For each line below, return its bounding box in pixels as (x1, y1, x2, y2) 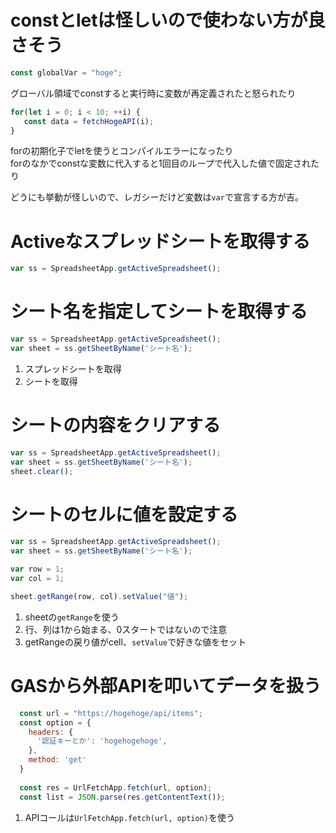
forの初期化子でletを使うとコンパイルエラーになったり (10, 145, 234, 157)
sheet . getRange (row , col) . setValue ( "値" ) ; (10, 591, 189, 601)
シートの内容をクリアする (10, 414, 222, 437)
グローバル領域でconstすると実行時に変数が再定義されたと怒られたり (10, 87, 297, 99)
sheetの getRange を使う (24, 611, 120, 623)
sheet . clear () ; (10, 466, 74, 476)
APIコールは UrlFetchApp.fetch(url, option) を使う (24, 811, 235, 823)
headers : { (28, 727, 74, 737)
